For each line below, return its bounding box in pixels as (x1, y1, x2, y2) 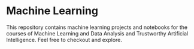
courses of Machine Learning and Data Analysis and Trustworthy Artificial (6, 30, 189, 37)
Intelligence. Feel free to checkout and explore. (6, 36, 123, 43)
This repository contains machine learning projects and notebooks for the (6, 24, 187, 31)
